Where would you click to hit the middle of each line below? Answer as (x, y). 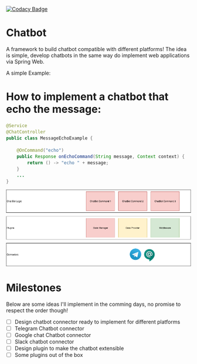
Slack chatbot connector (44, 342)
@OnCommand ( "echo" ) (40, 151)
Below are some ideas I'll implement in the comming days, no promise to (94, 304)
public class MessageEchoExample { (50, 138)
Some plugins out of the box (49, 355)
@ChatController (26, 132)
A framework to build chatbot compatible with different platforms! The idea (96, 49)
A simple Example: (28, 73)
